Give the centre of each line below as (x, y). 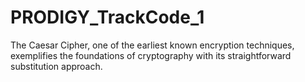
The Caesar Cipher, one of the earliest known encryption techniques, (152, 45)
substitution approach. (56, 66)
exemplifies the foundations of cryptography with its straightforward (151, 55)
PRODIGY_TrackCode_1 (107, 17)
